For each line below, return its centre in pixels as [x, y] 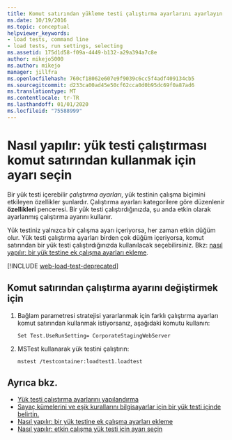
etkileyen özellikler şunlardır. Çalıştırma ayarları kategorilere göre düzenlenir [116, 202]
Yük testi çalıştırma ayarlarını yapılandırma [78, 400]
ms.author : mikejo [34, 66]
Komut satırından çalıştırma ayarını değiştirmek [113, 288]
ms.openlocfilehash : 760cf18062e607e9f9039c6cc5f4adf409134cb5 [101, 78]
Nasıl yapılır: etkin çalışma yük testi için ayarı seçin [90, 429]
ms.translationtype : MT [42, 91]
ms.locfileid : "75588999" [45, 111]
